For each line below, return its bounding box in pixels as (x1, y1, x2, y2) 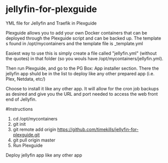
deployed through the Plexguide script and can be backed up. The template (5, 35, 161, 41)
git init (12, 121, 26, 127)
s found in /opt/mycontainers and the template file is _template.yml (5, 40, 143, 46)
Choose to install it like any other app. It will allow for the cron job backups (5, 85, 159, 91)
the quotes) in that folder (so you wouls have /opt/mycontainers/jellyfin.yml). (5, 55, 163, 61)
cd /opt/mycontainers (12, 115, 58, 121)
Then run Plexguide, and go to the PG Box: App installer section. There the (5, 65, 159, 71)
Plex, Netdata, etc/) (5, 76, 45, 82)
